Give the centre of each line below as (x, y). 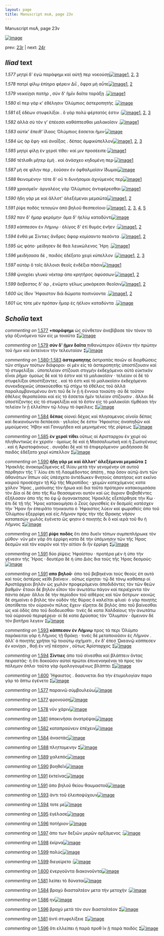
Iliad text (19, 63)
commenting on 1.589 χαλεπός (36, 757)
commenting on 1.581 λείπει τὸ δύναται (45, 881)
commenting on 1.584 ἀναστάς (37, 738)
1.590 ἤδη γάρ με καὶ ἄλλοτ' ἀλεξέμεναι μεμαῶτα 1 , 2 (68, 198)
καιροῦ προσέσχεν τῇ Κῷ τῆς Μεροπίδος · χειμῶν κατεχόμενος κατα (75, 483)
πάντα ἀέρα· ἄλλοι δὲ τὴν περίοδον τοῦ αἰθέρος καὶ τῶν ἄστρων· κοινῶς (80, 595)
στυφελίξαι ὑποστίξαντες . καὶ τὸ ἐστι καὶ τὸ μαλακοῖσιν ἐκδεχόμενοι (76, 381)
